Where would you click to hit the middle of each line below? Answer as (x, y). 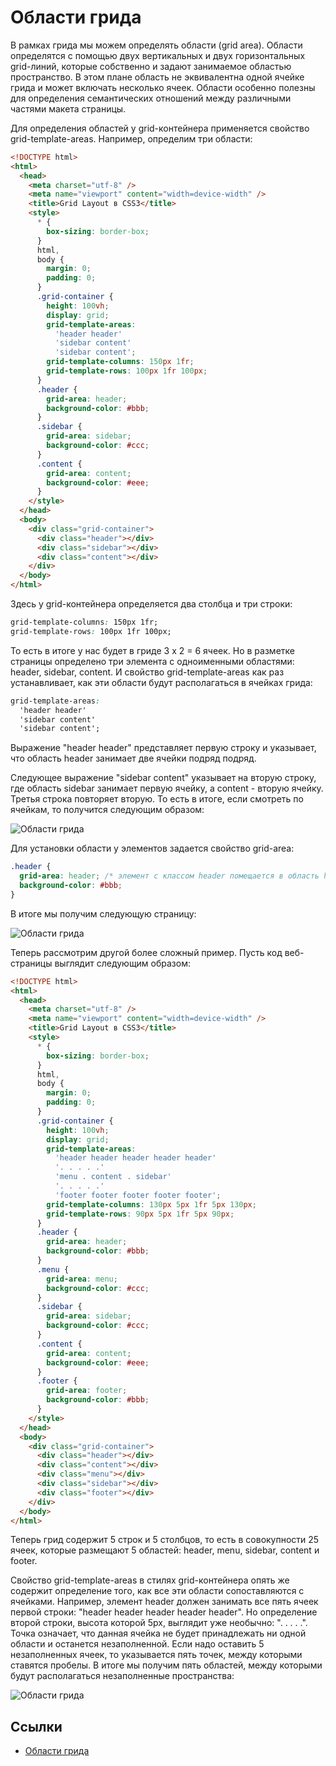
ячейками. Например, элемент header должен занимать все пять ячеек (164, 1602)
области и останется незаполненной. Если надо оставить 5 (137, 1644)
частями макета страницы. (68, 108)
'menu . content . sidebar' (113, 1177)
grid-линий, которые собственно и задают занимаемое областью (151, 66)
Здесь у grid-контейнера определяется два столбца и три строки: (151, 604)
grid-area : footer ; (87, 1391)
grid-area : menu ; (82, 1279)
